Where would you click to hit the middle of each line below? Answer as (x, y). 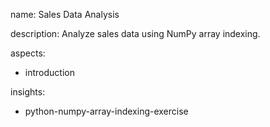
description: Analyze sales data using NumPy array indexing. (135, 33)
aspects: (28, 53)
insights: (28, 92)
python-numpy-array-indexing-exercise (106, 111)
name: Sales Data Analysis (65, 14)
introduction (49, 72)
